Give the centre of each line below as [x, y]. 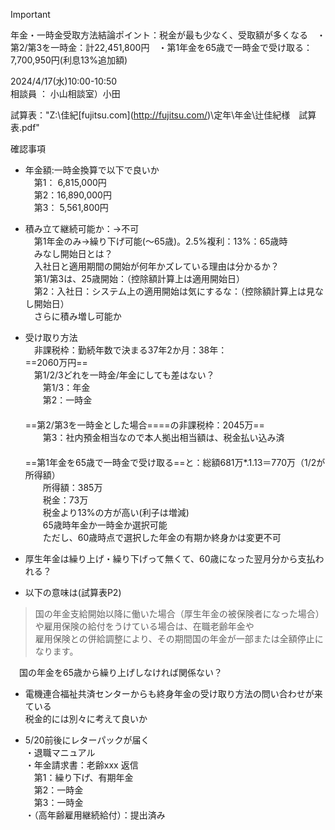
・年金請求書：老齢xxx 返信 [81, 765]
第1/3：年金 [66, 387]
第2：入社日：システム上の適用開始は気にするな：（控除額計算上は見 [174, 291]
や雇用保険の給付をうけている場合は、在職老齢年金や [144, 626]
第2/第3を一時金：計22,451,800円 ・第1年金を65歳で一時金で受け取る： [161, 47]
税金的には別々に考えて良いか [86, 718]
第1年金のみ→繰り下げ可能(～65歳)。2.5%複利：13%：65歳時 [160, 241]
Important [30, 14]
